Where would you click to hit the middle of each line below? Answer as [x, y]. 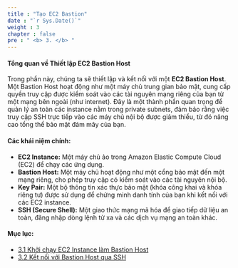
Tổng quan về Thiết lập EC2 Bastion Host [69, 63]
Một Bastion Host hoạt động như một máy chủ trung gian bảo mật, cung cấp [119, 87]
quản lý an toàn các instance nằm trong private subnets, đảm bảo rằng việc [118, 109]
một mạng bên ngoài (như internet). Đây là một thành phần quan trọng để [115, 102]
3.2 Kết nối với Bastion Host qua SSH [72, 257]
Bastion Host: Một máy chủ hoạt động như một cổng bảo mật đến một [121, 172]
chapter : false [31, 34]
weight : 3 [24, 27]
